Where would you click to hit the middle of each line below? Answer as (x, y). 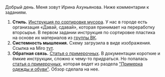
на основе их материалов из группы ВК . (55, 38)
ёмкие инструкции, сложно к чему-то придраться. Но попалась (80, 58)
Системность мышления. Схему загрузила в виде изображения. (82, 43)
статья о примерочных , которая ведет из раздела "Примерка (78, 64)
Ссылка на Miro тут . (33, 48)
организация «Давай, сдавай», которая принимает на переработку (83, 27)
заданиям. (16, 12)
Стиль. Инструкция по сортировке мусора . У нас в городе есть (80, 22)
